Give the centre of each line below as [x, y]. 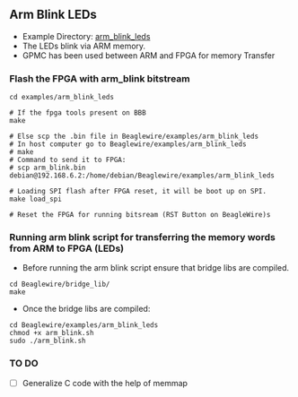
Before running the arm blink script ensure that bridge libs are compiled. [156, 268]
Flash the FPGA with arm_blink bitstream [100, 78]
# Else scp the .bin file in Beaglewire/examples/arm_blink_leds [134, 137]
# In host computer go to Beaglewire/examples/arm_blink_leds [128, 144]
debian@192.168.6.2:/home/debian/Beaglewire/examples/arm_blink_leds [142, 176]
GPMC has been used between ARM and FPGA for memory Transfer [149, 55]
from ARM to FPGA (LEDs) [66, 248]
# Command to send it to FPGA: [68, 160]
